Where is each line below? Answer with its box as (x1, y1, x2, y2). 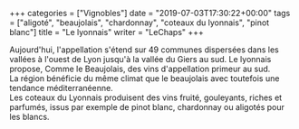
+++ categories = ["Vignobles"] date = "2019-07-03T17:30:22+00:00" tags (9, 8, 291, 18)
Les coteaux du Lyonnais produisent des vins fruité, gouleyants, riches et (9, 92, 283, 103)
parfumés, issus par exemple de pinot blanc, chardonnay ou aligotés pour (9, 102, 285, 112)
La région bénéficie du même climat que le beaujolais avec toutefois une (9, 73, 280, 84)
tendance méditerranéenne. (9, 83, 113, 93)
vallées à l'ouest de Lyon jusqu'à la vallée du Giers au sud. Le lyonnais (9, 54, 272, 64)
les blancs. (9, 112, 50, 122)
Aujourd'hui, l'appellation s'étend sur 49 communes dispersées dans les (9, 44, 279, 55)
